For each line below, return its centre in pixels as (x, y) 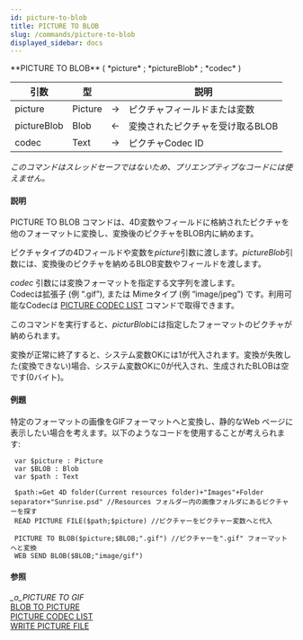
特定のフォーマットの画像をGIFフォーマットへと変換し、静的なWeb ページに (152, 421)
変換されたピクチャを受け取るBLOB (203, 127)
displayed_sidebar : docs (57, 43)
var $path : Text (46, 476)
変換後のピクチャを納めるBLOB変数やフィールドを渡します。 (153, 264)
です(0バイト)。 (40, 378)
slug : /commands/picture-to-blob (73, 34)
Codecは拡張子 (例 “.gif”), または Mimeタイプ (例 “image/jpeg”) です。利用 (147, 294)
